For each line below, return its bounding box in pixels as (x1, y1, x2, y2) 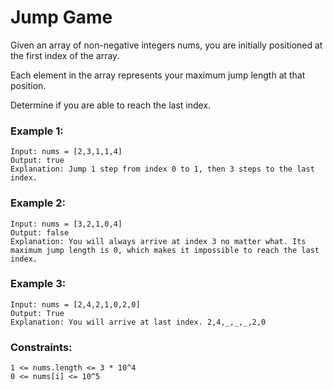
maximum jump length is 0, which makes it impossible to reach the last (10, 245, 320, 255)
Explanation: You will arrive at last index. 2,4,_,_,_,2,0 (10, 317, 267, 327)
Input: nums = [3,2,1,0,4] (10, 219, 123, 229)
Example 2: (10, 196, 66, 210)
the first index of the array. (10, 49, 120, 61)
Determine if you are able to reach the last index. (10, 99, 212, 111)
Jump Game (10, 6, 113, 29)
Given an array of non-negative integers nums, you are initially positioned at (10, 39, 323, 51)
